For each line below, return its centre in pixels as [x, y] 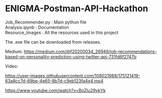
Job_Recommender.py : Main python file [46, 22]
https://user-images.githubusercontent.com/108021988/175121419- [73, 75]
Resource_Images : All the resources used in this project [62, 32]
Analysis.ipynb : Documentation [37, 27]
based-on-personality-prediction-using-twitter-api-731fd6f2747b [71, 56]
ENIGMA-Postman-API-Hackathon [77, 9]
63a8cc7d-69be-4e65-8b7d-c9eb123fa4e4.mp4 [54, 81]
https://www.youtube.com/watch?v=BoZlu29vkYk [56, 90]
